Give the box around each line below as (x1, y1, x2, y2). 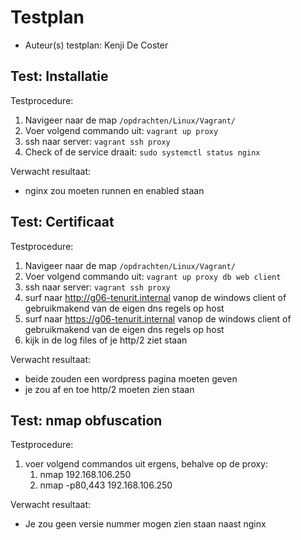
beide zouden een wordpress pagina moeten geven (24, 372, 238, 385)
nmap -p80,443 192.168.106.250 (39, 479, 173, 491)
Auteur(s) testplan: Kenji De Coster (24, 39, 169, 51)
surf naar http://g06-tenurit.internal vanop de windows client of (24, 291, 287, 303)
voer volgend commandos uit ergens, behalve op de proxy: (24, 458, 269, 470)
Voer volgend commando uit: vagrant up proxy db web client (24, 270, 282, 282)
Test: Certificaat (10, 214, 115, 231)
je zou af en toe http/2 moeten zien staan (24, 383, 195, 395)
